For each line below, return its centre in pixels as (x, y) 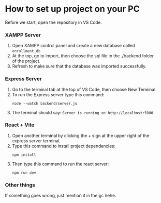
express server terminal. (36, 141)
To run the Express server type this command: (58, 94)
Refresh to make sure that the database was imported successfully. (79, 66)
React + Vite (20, 125)
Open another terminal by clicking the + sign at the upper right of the (80, 135)
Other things (20, 185)
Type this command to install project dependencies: (64, 146)
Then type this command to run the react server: (60, 164)
